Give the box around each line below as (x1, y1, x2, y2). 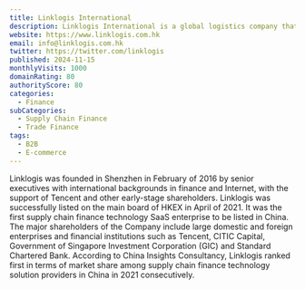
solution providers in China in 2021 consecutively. (9, 269, 195, 280)
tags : (9, 131, 30, 140)
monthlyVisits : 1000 (9, 64, 88, 73)
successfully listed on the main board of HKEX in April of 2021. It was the (9, 201, 283, 213)
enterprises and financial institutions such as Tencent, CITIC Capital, (9, 230, 266, 241)
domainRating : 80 (9, 72, 75, 82)
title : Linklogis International (9, 13, 132, 23)
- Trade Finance (17, 123, 79, 132)
